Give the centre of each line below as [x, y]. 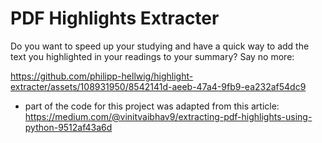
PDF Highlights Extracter [115, 18]
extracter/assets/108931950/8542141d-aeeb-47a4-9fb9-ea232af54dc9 [158, 86]
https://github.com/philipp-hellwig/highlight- [102, 76]
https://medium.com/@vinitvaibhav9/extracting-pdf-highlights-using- [168, 116]
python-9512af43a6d [68, 127]
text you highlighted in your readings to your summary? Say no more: [152, 56]
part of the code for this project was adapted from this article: [152, 106]
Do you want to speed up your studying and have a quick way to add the [160, 46]
